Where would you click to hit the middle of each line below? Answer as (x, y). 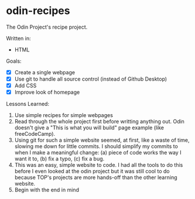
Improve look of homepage (47, 92)
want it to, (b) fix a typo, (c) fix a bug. (59, 159)
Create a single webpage (45, 72)
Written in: (18, 38)
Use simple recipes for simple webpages (64, 115)
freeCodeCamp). (35, 134)
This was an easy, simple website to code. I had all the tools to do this (99, 165)
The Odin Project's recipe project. (47, 27)
